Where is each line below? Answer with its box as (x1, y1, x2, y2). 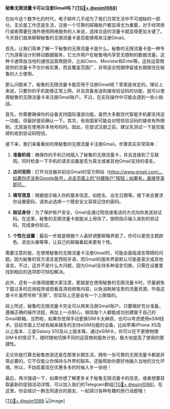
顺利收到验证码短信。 (5, 130, 50, 136)
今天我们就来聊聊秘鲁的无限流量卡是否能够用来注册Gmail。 (5, 35, 128, 40)
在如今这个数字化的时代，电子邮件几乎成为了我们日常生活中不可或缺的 (5, 16, 152, 22)
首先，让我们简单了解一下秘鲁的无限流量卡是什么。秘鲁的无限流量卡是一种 (5, 46, 160, 51)
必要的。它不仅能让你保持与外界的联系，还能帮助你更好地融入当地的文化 (9, 358, 160, 364)
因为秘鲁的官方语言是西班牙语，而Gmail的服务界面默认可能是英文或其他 (14, 256, 163, 262)
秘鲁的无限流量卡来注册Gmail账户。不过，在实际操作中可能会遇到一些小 (9, 94, 159, 100)
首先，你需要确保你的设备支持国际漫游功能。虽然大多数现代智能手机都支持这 (5, 111, 165, 117)
